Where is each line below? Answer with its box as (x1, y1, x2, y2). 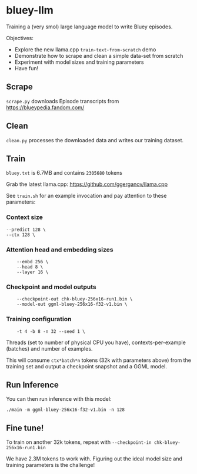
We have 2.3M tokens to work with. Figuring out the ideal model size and (6, 455, 182, 462)
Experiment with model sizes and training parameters (14, 58, 144, 66)
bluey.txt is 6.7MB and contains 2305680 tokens (6, 169, 122, 176)
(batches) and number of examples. (6, 345, 93, 352)
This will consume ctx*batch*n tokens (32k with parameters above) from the (6, 357, 191, 364)
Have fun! (14, 64, 39, 71)
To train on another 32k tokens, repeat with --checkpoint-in (6, 439, 152, 446)
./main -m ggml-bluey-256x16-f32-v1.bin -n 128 (6, 407, 125, 413)
